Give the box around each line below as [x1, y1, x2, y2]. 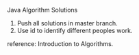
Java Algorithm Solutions [7, 6, 78, 14]
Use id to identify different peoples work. [16, 27, 133, 34]
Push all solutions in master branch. [16, 19, 118, 27]
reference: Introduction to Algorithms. [7, 40, 114, 47]
